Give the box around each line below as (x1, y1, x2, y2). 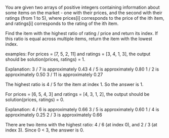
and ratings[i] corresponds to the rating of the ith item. (5, 20, 119, 26)
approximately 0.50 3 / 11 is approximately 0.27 (5, 72, 103, 78)
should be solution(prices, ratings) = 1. (5, 56, 86, 62)
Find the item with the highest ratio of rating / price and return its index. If (5, 30, 158, 36)
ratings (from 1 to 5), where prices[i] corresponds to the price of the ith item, (5, 15, 164, 21)
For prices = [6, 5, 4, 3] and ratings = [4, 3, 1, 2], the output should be (5, 91, 150, 97)
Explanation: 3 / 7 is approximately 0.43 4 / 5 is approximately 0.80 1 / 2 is (5, 66, 159, 72)
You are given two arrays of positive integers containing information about (5, 5, 160, 10)
